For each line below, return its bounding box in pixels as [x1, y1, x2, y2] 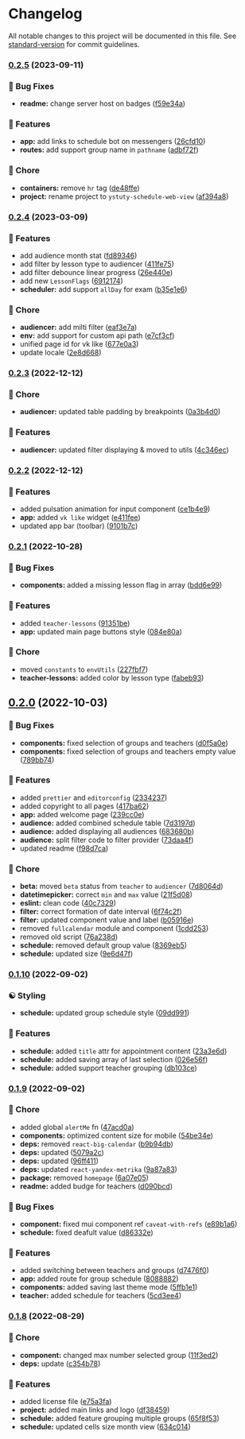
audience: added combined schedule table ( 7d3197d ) [19, 818, 196, 828]
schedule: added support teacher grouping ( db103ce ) [19, 1063, 197, 1072]
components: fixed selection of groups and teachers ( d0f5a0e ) [19, 738, 228, 747]
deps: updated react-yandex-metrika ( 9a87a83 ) [19, 1164, 177, 1173]
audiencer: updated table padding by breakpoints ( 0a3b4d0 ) [19, 407, 221, 417]
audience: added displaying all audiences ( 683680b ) [19, 826, 195, 836]
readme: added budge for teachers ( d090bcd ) [19, 1181, 173, 1191]
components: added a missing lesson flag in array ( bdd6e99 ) [19, 580, 223, 590]
